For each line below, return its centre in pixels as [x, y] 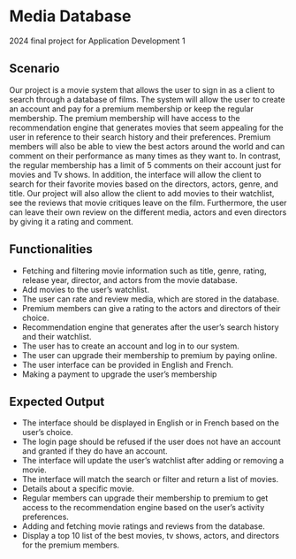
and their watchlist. [57, 336]
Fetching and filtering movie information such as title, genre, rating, [144, 271]
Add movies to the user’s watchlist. [86, 289]
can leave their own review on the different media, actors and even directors [148, 212]
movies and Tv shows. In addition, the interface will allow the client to [136, 174]
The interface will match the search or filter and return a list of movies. [150, 479]
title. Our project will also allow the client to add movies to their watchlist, [142, 193]
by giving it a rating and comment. [72, 221]
